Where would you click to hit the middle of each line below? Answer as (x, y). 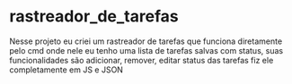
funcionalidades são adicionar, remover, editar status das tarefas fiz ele (142, 60)
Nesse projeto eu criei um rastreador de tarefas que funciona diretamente (146, 41)
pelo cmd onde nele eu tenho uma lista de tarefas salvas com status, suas (146, 50)
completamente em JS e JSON (66, 70)
